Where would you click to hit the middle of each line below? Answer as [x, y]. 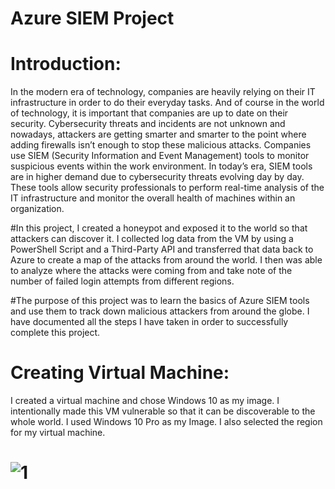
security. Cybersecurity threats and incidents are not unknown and [148, 124]
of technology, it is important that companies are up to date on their [149, 113]
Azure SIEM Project [92, 18]
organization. [37, 209]
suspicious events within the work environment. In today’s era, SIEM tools [161, 166]
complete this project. [55, 333]
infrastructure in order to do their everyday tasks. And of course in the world [167, 103]
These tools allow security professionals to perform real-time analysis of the [167, 188]
